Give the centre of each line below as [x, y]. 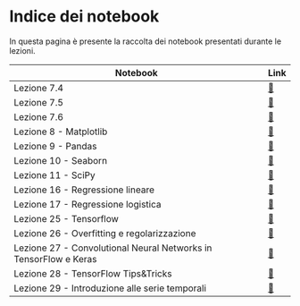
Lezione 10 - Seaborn [61, 160]
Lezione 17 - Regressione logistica [87, 204]
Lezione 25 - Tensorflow [66, 218]
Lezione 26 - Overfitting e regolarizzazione [105, 233]
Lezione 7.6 [39, 116]
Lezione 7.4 [39, 88]
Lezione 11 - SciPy [54, 174]
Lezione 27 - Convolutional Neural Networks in [113, 248]
